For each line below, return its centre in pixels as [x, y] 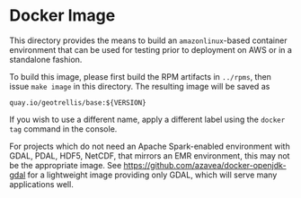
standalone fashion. [46, 59]
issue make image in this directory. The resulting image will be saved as [140, 86]
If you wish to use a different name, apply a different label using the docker [147, 119]
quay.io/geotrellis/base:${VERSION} [78, 103]
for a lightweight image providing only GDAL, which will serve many [152, 175]
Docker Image [62, 16]
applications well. [41, 184]
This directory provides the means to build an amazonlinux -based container [148, 40]
